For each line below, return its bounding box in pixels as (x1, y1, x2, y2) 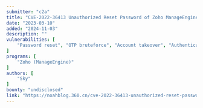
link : (6, 92, 20, 98)
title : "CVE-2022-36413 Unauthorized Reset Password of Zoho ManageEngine (6, 14, 199, 20)
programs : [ (6, 53, 36, 59)
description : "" (6, 31, 47, 37)
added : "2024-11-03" (6, 25, 59, 32)
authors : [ (6, 70, 34, 76)
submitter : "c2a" (6, 8, 50, 15)
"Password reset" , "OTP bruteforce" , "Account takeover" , (17, 43, 166, 49)
